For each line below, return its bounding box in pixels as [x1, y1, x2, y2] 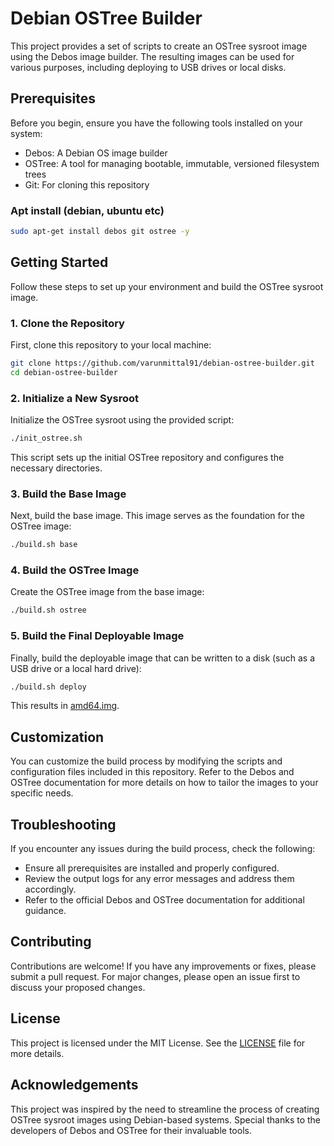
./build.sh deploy [10, 682, 87, 692]
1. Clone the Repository [10, 316, 125, 330]
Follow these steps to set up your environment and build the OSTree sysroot [10, 280, 324, 292]
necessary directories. [10, 462, 103, 474]
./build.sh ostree [10, 605, 87, 616]
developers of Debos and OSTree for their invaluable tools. [10, 1124, 252, 1136]
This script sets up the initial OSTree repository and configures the [10, 451, 285, 463]
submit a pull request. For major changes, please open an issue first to [10, 970, 301, 982]
